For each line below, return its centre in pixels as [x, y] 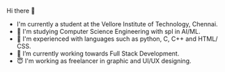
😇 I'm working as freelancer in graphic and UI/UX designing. [104, 61]
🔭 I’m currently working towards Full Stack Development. [98, 53]
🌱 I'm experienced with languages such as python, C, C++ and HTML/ [117, 39]
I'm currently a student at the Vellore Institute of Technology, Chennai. [117, 24]
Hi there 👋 [21, 11]
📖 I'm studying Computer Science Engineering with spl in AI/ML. [108, 31]
